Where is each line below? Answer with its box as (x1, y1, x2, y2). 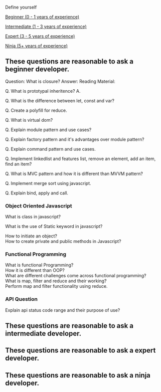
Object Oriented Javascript (5, 202, 72, 209)
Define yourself (5, 4, 37, 10)
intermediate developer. (5, 329, 81, 338)
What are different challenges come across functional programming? (5, 273, 147, 279)
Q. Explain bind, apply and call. (5, 190, 69, 196)
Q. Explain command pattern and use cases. (5, 146, 96, 152)
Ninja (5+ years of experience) (5, 43, 68, 49)
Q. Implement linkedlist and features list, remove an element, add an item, (5, 156, 156, 162)
